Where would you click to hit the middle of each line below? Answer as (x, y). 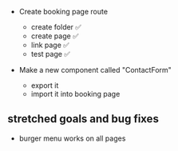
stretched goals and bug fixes (83, 119)
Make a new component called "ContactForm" (95, 70)
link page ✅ (50, 45)
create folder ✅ (56, 27)
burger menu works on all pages (72, 138)
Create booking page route (63, 12)
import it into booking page (75, 94)
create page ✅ (55, 36)
